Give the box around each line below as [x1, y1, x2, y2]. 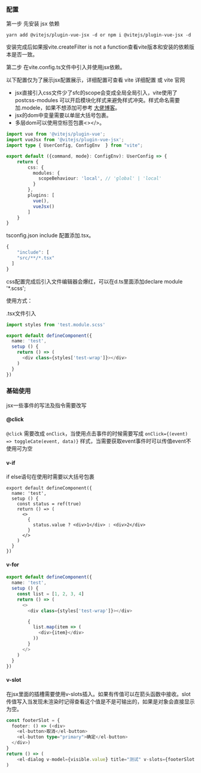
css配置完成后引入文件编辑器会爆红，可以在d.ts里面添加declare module [6, 277, 183, 285]
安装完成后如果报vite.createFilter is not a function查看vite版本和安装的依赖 [6, 43, 190, 50]
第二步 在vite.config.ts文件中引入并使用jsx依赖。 [6, 64, 126, 71]
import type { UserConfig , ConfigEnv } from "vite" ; [6, 142, 144, 148]
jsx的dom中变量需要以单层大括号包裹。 [14, 112, 112, 119]
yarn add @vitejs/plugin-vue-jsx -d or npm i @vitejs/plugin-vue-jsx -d [6, 32, 191, 38]
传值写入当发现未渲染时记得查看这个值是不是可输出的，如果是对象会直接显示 [6, 698, 195, 705]
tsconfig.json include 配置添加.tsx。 [6, 232, 95, 239]
